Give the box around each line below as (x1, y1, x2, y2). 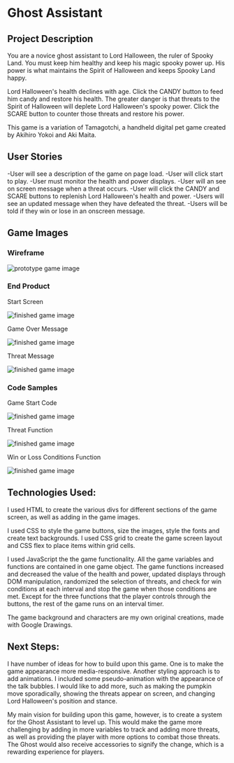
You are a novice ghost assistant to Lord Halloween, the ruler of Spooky (7, 51, 214, 60)
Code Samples (7, 383, 58, 392)
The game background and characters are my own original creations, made (7, 613, 224, 621)
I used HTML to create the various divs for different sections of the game (7, 505, 217, 514)
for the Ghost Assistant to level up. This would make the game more (7, 717, 203, 726)
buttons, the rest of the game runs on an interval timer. (7, 599, 164, 607)
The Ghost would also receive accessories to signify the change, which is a (7, 740, 224, 748)
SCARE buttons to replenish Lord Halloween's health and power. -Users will (7, 191, 225, 200)
